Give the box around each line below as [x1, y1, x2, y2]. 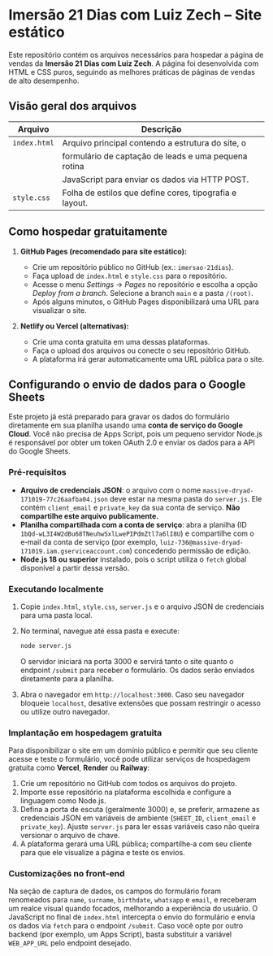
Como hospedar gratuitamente [8, 225, 168, 239]
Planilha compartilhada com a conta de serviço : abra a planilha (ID [19, 519, 248, 529]
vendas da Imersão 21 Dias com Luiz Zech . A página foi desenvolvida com [8, 59, 259, 68]
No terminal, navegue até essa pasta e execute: [19, 626, 180, 636]
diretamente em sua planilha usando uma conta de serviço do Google [8, 420, 244, 430]
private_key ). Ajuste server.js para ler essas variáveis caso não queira [19, 822, 260, 832]
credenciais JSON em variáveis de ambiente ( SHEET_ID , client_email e [19, 813, 257, 823]
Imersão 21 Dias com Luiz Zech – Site [8, 6, 262, 24]
